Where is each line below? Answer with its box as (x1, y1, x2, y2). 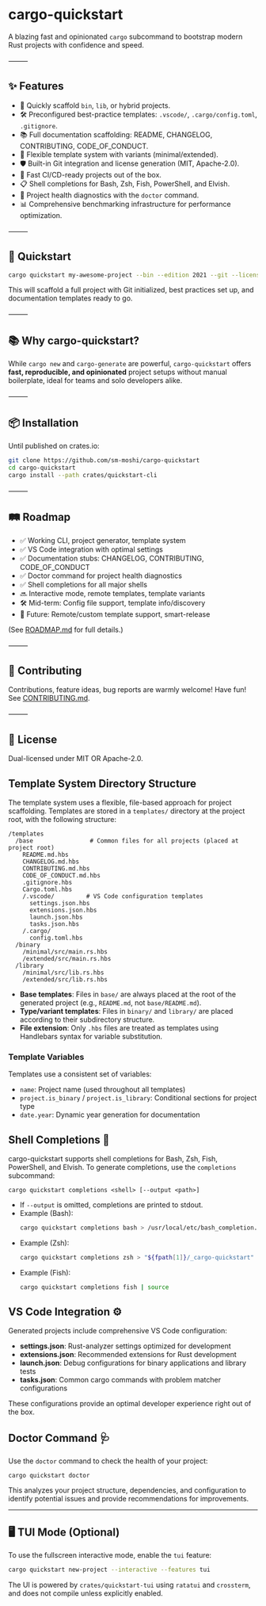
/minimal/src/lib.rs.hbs (22, 969, 104, 977)
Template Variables (8, 1051, 85, 1062)
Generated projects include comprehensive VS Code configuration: (8, 1326, 228, 1336)
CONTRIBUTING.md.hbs (22, 864, 90, 873)
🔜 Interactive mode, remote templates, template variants (19, 588, 206, 598)
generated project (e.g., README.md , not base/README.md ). (19, 997, 202, 1008)
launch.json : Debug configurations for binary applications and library (19, 1358, 247, 1368)
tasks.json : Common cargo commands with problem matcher (19, 1375, 222, 1385)
